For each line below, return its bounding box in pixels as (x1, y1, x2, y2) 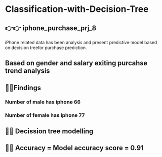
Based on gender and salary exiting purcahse (5, 59, 148, 67)
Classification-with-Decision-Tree (5, 3, 149, 15)
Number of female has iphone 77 (5, 111, 85, 118)
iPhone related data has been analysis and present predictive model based (5, 40, 157, 45)
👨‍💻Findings (5, 83, 41, 92)
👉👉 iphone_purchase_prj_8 (5, 24, 96, 32)
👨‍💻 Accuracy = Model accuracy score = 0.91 (5, 144, 144, 152)
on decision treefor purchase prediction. (5, 45, 87, 51)
